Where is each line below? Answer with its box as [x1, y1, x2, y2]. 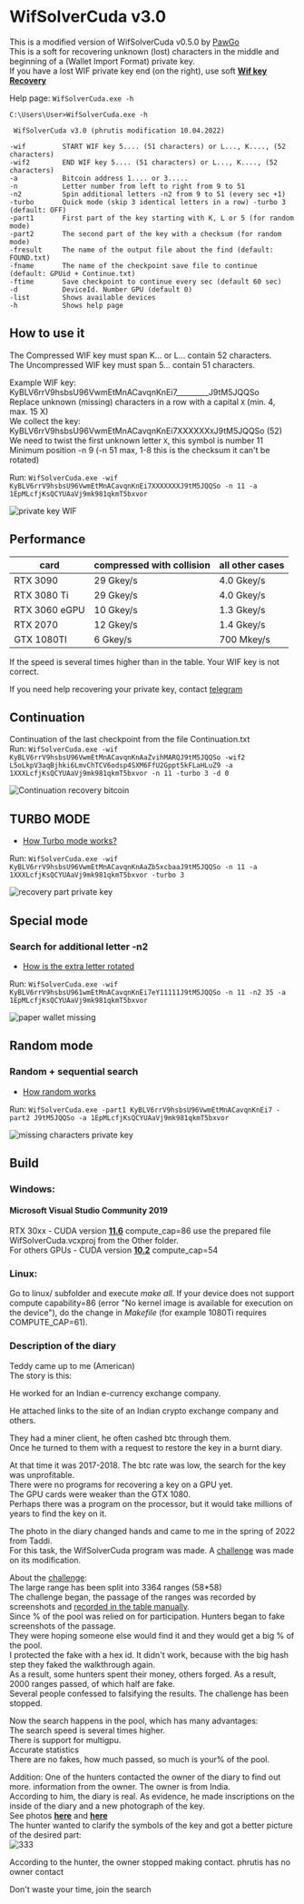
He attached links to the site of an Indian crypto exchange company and [9, 1405, 279, 1416]
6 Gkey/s [93, 633, 132, 646]
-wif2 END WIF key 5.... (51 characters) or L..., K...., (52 [9, 157, 279, 167]
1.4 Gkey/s [219, 618, 266, 630]
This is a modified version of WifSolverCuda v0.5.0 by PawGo [9, 36, 240, 47]
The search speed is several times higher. [9, 1724, 166, 1736]
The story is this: [9, 1370, 73, 1381]
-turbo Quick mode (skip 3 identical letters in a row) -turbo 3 [9, 197, 286, 206]
